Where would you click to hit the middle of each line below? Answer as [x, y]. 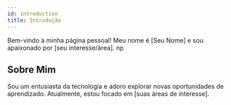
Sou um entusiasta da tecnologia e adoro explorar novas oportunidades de [115, 86]
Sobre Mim [32, 70]
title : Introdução [34, 20]
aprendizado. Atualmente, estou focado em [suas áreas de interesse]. [108, 94]
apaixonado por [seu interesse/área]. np [66, 48]
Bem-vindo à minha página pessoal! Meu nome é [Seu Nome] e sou [106, 40]
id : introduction [33, 14]
